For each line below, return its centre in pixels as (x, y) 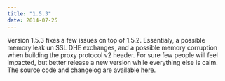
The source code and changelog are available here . (82, 70)
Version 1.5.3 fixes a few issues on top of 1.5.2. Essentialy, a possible (106, 40)
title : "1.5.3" (29, 14)
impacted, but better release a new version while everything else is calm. (113, 62)
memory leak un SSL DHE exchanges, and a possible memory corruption (112, 47)
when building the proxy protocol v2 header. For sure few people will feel (113, 55)
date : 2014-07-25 (33, 20)
